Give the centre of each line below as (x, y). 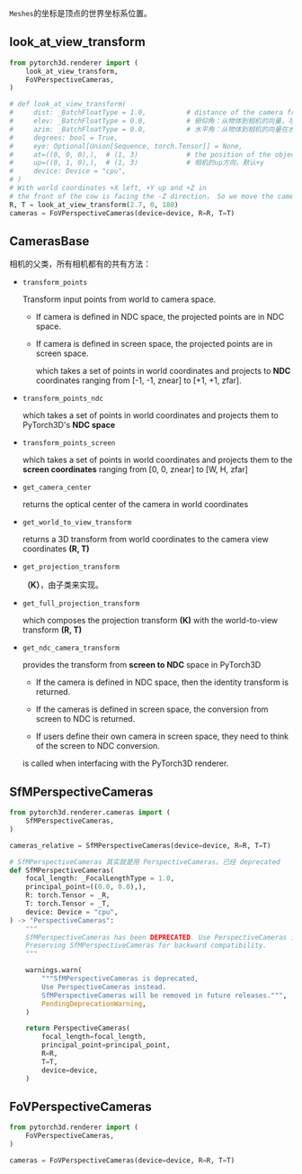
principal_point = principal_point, (106, 1045)
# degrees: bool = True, (64, 138)
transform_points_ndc (62, 399)
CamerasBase (49, 241)
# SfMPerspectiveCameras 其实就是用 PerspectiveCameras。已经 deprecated (145, 862)
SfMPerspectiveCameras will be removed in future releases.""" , (164, 995)
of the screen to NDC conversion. (98, 746)
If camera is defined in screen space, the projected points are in (154, 344)
